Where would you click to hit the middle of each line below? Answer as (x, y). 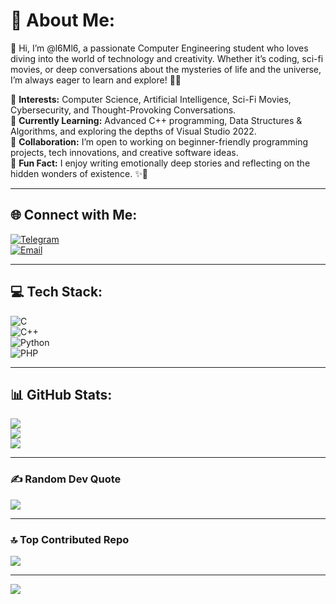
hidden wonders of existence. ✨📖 (79, 173)
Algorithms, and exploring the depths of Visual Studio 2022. (133, 131)
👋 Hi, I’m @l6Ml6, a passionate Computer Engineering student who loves (159, 48)
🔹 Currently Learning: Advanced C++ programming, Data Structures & (156, 120)
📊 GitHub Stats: (61, 394)
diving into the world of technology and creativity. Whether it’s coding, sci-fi (167, 58)
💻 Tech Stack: (56, 292)
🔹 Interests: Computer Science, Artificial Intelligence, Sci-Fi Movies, (151, 99)
